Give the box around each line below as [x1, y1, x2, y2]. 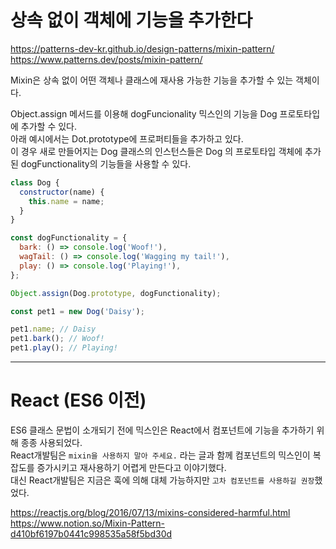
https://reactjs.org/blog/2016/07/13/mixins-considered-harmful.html [10, 507, 291, 518]
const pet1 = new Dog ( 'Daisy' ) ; [10, 306, 145, 316]
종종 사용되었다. [20, 437, 83, 448]
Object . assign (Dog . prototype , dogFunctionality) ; [10, 288, 222, 298]
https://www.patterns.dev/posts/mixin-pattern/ [10, 53, 203, 65]
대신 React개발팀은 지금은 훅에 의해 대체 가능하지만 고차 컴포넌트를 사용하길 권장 [10, 474, 315, 486]
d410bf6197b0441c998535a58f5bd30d [10, 528, 173, 540]
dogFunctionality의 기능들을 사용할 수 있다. [20, 157, 192, 170]
